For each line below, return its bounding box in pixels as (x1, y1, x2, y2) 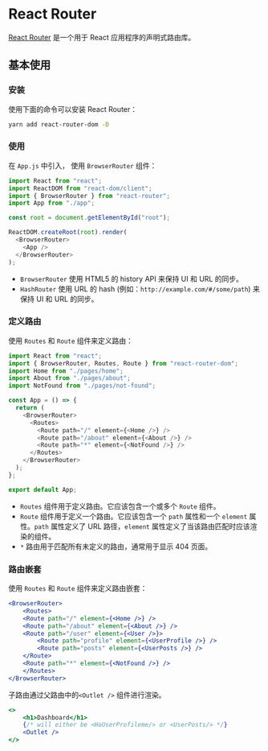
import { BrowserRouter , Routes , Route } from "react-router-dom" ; (8, 359, 239, 367)
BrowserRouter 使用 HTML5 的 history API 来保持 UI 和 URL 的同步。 (19, 274, 243, 283)
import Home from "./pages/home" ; (8, 367, 124, 375)
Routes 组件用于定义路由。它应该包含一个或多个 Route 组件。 (19, 501, 221, 511)
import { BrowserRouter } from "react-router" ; (8, 192, 171, 200)
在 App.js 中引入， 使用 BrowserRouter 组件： (8, 160, 157, 170)
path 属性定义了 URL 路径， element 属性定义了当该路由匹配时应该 (34, 521, 250, 531)
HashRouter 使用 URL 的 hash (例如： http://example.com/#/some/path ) (19, 283, 251, 294)
